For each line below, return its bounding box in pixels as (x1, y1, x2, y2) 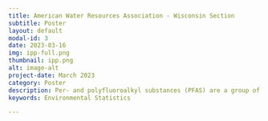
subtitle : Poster (8, 19, 67, 27)
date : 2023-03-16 (8, 42, 67, 50)
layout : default (8, 26, 63, 34)
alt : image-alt (8, 64, 59, 72)
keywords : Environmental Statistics (8, 94, 131, 102)
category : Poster (8, 79, 67, 87)
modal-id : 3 (8, 34, 48, 42)
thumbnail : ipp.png (8, 57, 74, 65)
